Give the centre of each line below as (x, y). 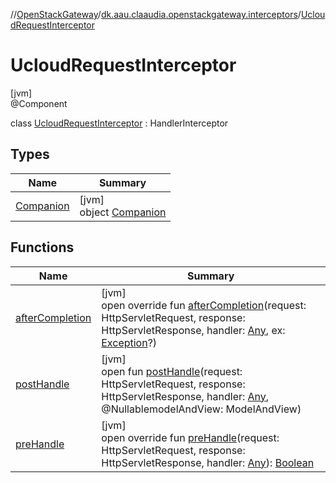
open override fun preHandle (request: (190, 437)
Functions (42, 247)
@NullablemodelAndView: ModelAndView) (201, 409)
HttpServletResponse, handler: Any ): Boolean (208, 462)
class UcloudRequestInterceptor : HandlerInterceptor (119, 123)
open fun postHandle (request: (172, 371)
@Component (39, 103)
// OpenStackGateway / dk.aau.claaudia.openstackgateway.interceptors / (156, 14)
